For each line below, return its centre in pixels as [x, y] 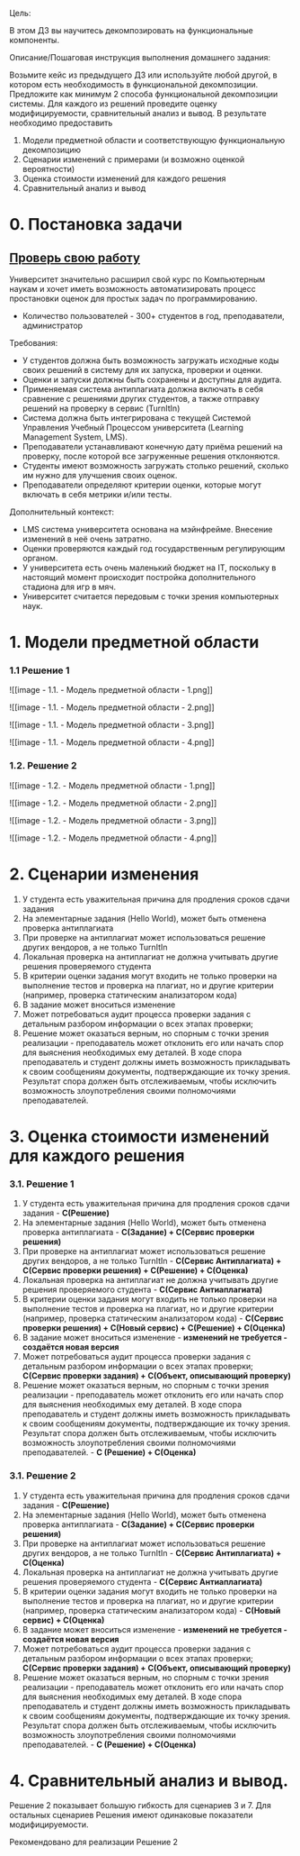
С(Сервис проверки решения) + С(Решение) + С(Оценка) [135, 1270]
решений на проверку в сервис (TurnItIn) [101, 408]
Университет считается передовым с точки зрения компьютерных [150, 596]
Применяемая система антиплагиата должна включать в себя [142, 389]
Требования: [34, 343]
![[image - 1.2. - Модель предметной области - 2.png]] [113, 803]
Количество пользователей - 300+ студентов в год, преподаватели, [153, 316]
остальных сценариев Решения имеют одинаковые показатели [131, 1815]
